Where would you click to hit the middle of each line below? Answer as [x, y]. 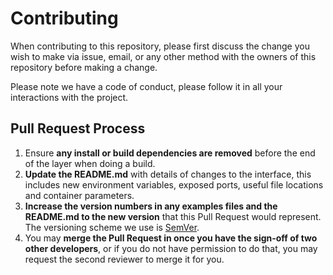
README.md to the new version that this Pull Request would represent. [173, 216]
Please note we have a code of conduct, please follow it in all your [146, 86]
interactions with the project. [69, 97]
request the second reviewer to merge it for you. [124, 259]
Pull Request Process [78, 128]
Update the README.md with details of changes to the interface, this [168, 174]
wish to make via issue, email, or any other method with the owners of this [163, 56]
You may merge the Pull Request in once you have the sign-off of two [171, 238]
